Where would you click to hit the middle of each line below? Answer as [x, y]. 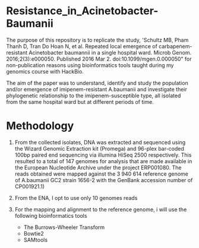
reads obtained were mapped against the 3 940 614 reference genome [101, 174]
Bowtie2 [34, 233]
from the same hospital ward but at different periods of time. [80, 101]
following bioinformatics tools [51, 215]
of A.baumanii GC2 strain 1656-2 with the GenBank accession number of [104, 180]
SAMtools [36, 240]
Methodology [40, 126]
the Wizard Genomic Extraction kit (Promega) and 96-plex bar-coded [99, 148]
